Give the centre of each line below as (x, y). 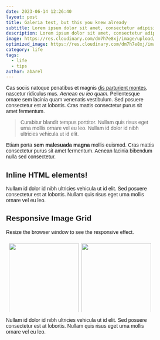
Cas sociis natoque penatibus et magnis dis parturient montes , (77, 88)
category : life (25, 50)
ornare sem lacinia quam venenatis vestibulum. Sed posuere (75, 100)
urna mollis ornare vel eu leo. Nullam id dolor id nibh (79, 128)
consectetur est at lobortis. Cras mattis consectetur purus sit (74, 106)
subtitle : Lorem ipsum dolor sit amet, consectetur (70, 28)
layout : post (22, 17)
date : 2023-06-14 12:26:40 (39, 11)
